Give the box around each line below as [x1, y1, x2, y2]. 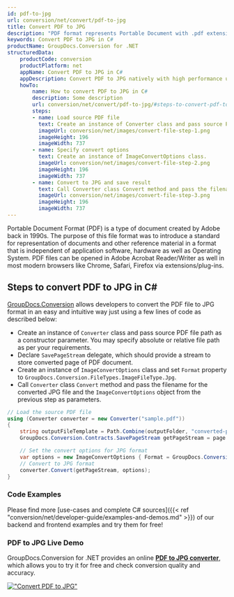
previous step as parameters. [17, 395, 102, 404]
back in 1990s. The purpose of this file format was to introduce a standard [7, 231, 220, 239]
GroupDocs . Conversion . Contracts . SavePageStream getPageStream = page [19, 434, 226, 442]
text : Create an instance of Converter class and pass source [38, 120, 223, 128]
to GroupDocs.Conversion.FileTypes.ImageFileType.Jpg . [17, 373, 177, 381]
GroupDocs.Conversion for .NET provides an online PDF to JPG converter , [7, 554, 221, 562]
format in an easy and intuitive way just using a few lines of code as [7, 307, 202, 316]
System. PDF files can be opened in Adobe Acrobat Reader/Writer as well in [7, 253, 225, 262]
